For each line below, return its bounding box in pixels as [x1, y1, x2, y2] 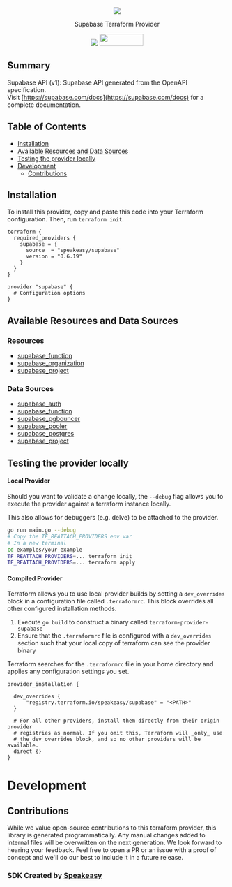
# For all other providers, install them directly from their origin [13, 717, 219, 725]
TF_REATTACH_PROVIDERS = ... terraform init [7, 552, 132, 559]
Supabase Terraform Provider [74, 20, 160, 28]
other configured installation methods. [7, 604, 117, 613]
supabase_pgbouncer [17, 415, 81, 423]
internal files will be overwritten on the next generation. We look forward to [7, 838, 222, 847]
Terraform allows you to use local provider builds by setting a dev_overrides [7, 589, 225, 598]
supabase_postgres [17, 430, 75, 438]
